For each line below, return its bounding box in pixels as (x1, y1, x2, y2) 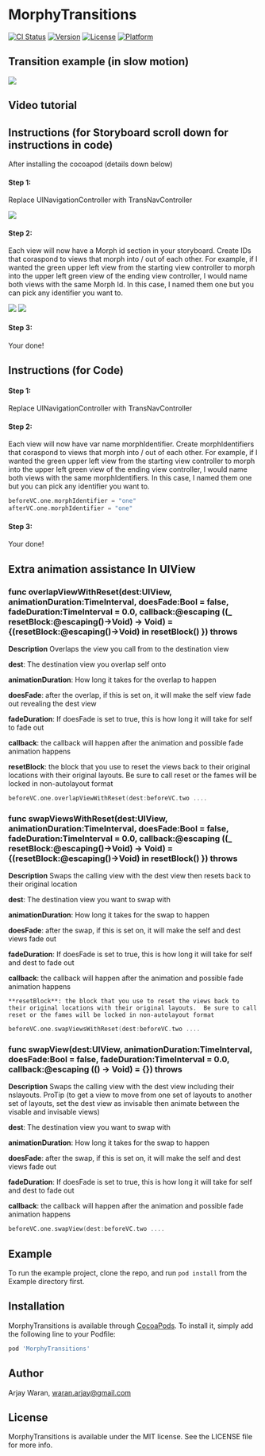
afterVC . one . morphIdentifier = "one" (8, 504, 133, 512)
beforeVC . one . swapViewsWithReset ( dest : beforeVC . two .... (8, 1025, 201, 1034)
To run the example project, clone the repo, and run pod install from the (8, 1268, 248, 1278)
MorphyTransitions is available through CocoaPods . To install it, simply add (8, 1321, 254, 1330)
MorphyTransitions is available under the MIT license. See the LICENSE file (8, 1432, 252, 1442)
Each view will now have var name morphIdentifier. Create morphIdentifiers (8, 439, 255, 449)
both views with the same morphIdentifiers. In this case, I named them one (8, 473, 252, 483)
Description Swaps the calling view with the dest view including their (8, 1082, 235, 1092)
